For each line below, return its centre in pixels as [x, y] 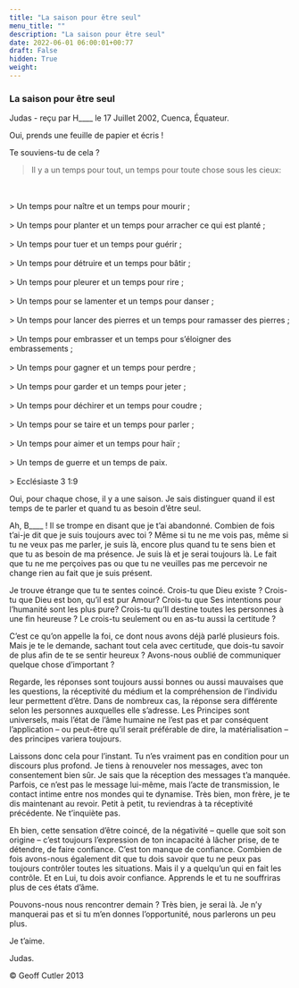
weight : [24, 68]
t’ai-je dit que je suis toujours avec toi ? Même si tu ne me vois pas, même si [149, 535]
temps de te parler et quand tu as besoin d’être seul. [105, 508]
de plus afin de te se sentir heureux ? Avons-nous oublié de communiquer [145, 655]
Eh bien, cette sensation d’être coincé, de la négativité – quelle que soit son [148, 831]
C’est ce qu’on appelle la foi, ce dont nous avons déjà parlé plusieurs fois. [145, 636]
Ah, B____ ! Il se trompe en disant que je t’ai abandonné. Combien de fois [142, 526]
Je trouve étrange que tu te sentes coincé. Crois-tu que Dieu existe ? [136, 590]
